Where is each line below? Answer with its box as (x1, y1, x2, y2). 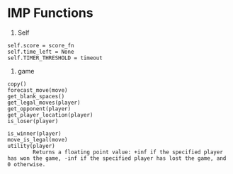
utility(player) (7, 142, 55, 149)
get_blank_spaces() (7, 93, 65, 100)
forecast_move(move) (7, 86, 69, 93)
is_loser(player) (7, 117, 59, 124)
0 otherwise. (7, 161, 46, 168)
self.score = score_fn (7, 42, 74, 49)
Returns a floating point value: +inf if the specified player (33, 149, 223, 156)
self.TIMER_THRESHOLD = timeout (7, 54, 103, 62)
